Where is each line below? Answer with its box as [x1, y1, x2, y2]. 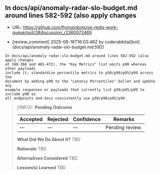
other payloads [5, 66, 36, 71]
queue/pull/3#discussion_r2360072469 [12, 29, 92, 35]
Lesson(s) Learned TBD [17, 164, 66, 170]
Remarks [113, 116, 135, 123]
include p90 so [5, 92, 36, 96]
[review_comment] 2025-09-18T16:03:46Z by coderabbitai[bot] [12, 39, 140, 45]
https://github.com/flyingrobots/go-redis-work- [23, 24, 118, 30]
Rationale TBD [17, 145, 47, 152]
